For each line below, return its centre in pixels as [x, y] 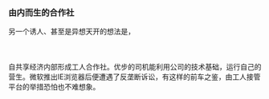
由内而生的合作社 [41, 12]
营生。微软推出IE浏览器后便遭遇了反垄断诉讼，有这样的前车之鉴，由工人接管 [134, 77]
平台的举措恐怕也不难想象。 [54, 87]
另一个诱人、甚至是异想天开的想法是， [71, 32]
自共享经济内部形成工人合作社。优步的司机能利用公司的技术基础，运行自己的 [135, 67]
